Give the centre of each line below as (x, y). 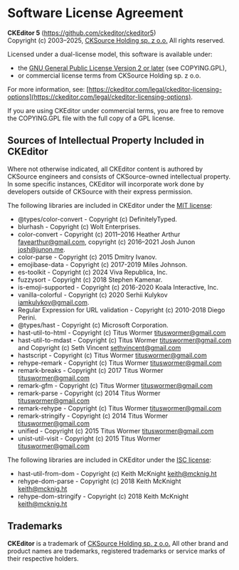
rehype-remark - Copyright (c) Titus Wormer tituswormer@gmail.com (119, 363)
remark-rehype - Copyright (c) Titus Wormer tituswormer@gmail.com (119, 408)
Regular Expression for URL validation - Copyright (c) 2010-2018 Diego (121, 310)
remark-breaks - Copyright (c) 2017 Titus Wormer (90, 370)
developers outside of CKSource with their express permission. (100, 191)
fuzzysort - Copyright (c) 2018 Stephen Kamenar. (90, 280)
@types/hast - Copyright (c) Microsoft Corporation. (93, 324)
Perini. (27, 317)
